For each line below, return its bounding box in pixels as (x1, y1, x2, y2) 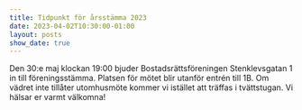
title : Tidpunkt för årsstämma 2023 (9, 13, 147, 23)
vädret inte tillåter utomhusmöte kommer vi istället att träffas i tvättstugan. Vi (9, 82, 294, 93)
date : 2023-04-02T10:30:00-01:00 (9, 22, 135, 31)
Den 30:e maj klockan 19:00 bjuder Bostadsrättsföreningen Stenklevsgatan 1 (9, 63, 293, 74)
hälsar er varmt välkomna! (9, 92, 106, 103)
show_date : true (9, 38, 70, 48)
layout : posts (9, 30, 63, 39)
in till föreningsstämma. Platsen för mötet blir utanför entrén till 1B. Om (9, 73, 270, 84)
